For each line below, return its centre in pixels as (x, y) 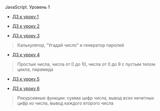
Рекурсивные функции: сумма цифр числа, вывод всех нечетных (86, 98)
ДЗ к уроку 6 (26, 88)
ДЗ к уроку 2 (26, 26)
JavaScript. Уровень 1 (27, 7)
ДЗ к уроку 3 (26, 36)
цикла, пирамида (35, 69)
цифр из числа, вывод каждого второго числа (65, 103)
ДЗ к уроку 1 (26, 16)
